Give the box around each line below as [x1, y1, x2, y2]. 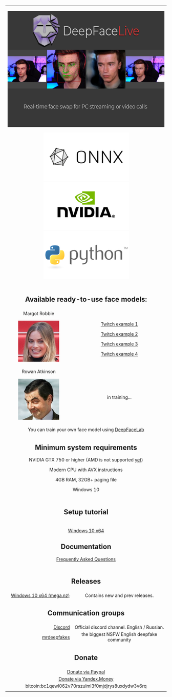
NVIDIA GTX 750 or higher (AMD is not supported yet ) [29, 457, 143, 463]
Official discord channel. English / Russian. [74, 624, 164, 630]
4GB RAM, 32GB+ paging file [55, 477, 117, 483]
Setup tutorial [63, 508, 109, 516]
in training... [107, 394, 132, 400]
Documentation [60, 543, 112, 551]
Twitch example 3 [100, 341, 138, 347]
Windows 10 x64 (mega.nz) [11, 592, 70, 598]
